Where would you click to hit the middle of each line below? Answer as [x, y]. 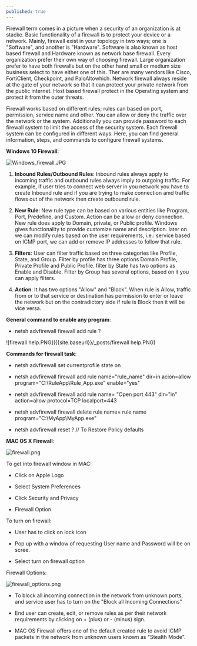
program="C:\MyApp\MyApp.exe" [56, 418]
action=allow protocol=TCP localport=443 [66, 400]
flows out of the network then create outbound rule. [77, 199]
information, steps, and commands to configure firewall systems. [85, 139]
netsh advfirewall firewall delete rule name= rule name [81, 412]
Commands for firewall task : [41, 354]
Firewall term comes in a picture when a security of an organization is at [94, 28]
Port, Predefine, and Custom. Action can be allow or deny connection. [99, 217]
